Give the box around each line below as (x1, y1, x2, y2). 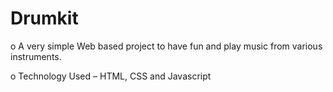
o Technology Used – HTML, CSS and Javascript (10, 70, 212, 82)
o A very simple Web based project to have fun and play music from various (10, 40, 323, 52)
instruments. (10, 50, 62, 62)
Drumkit (10, 7, 79, 30)
